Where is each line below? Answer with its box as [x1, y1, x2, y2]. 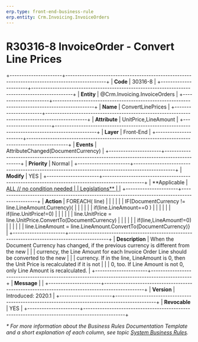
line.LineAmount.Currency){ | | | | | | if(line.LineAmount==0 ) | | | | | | [6, 204, 171, 211]
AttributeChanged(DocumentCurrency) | [6, 148, 105, 155]
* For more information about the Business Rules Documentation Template [6, 322, 188, 330]
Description [116, 235, 146, 243]
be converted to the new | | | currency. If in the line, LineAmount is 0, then [6, 254, 186, 261]
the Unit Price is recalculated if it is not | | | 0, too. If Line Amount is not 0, [6, 261, 184, 268]
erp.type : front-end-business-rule [6, 8, 94, 15]
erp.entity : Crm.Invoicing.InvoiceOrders [6, 14, 110, 20]
